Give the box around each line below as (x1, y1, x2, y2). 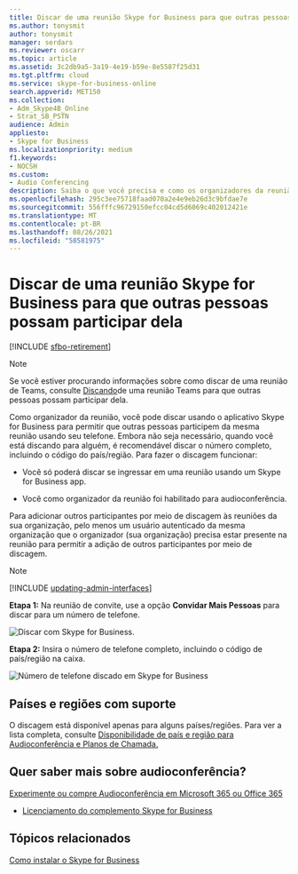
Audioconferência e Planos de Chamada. (9, 739, 159, 749)
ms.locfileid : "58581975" (9, 236, 105, 245)
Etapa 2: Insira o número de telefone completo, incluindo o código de (9, 644, 263, 655)
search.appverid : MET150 (9, 87, 101, 96)
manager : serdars (9, 37, 74, 47)
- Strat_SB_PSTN (9, 112, 69, 121)
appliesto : (9, 129, 50, 138)
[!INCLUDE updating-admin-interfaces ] (9, 583, 153, 593)
